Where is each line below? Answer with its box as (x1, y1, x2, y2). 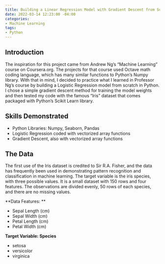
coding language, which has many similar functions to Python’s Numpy (5, 72, 148, 78)
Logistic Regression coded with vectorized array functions (12, 130, 131, 136)
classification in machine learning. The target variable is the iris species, (5, 173, 151, 179)
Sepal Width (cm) (12, 213, 48, 219)
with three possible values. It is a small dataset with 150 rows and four (5, 178, 146, 184)
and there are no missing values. (5, 189, 71, 195)
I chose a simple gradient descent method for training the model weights (5, 87, 152, 93)
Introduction (5, 48, 44, 57)
